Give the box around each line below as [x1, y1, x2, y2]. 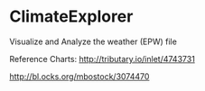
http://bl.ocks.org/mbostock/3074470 [9, 70, 150, 82]
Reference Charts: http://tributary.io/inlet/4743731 [9, 53, 196, 64]
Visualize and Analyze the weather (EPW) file [9, 36, 178, 47]
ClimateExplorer [9, 6, 134, 27]
